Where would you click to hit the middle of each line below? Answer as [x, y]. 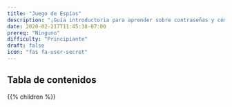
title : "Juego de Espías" [44, 13]
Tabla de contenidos [52, 80]
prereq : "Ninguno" [33, 33]
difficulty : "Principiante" [48, 39]
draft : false [26, 46]
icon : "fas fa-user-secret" [48, 52]
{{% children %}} [32, 97]
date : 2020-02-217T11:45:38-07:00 [57, 26]
